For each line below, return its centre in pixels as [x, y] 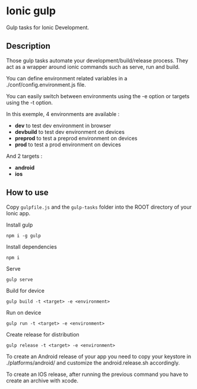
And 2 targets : [24, 156]
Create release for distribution [43, 334]
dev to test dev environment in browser [63, 126]
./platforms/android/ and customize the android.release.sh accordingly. [93, 363]
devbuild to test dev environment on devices [69, 131]
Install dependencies [32, 247]
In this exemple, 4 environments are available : [63, 114]
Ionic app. [18, 213]
